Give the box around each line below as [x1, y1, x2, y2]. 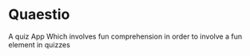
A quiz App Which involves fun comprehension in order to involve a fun [8, 32, 242, 41]
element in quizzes [8, 39, 70, 49]
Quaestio [8, 6, 70, 24]
